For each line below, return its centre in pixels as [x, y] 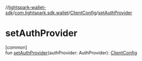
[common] [16, 47]
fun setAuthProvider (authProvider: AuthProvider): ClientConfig [71, 52]
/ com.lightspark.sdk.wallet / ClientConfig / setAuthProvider [72, 13]
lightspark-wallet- [27, 7]
